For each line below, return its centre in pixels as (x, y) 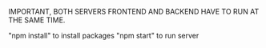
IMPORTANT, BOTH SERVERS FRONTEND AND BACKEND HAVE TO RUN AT (134, 12)
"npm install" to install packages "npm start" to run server (104, 36)
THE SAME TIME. (37, 20)
